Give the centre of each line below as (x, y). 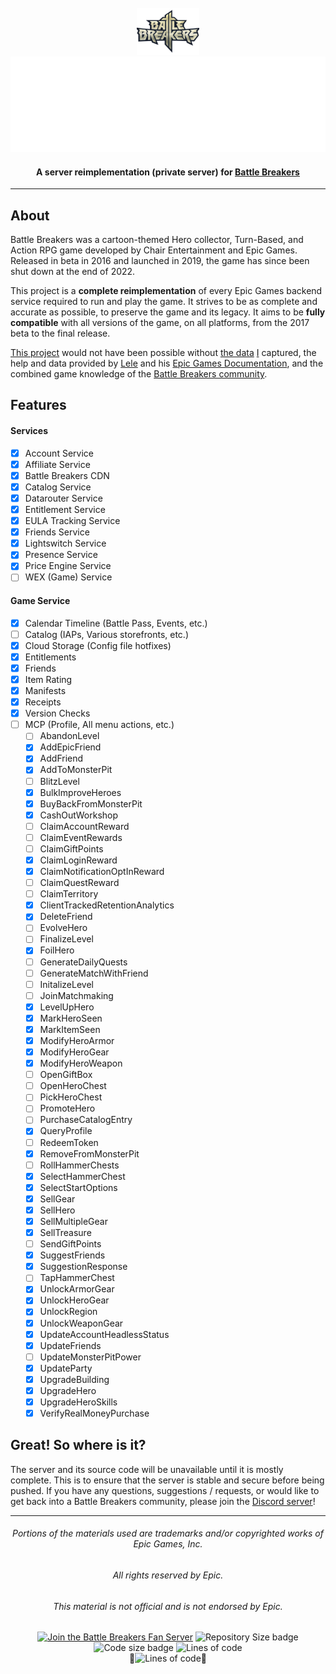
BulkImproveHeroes (80, 792)
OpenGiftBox (66, 1075)
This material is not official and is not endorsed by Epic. (168, 1606)
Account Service (59, 453)
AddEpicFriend (70, 747)
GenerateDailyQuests (83, 962)
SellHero (57, 1210)
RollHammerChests (79, 1165)
